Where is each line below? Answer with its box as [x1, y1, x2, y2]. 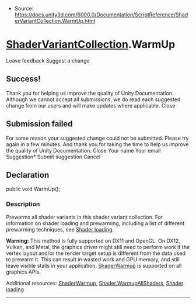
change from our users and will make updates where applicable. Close [6, 102, 176, 109]
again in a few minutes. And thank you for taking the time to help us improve [6, 140, 189, 148]
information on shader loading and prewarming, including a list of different [6, 219, 185, 227]
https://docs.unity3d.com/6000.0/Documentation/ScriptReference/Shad [14, 11, 188, 18]
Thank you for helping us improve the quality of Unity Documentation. [6, 89, 174, 96]
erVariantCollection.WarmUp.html [14, 18, 96, 24]
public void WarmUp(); [6, 185, 61, 192]
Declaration [6, 170, 50, 180]
